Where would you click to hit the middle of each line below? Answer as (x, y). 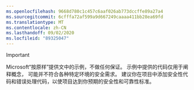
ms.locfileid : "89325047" (37, 38)
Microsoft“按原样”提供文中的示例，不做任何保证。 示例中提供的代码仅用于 (95, 67)
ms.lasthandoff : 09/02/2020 (40, 33)
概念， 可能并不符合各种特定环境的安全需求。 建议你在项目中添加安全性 (97, 74)
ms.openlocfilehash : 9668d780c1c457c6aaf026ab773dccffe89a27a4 (85, 11)
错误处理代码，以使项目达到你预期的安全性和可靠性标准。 (85, 81)
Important (18, 55)
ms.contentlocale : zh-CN (36, 28)
